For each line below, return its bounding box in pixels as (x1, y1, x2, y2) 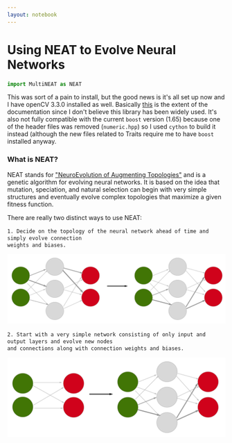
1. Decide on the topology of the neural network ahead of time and (7, 228, 209, 235)
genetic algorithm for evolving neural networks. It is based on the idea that (7, 178, 220, 186)
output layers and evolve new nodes (7, 338, 113, 345)
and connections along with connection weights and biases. (7, 345, 185, 352)
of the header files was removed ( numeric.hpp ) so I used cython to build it (7, 122, 216, 131)
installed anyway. (7, 137, 57, 146)
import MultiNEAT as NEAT (7, 81, 82, 87)
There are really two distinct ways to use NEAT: (7, 213, 142, 221)
